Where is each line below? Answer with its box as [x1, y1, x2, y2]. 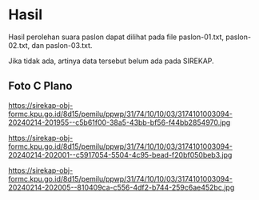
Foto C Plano [8, 79, 73, 93]
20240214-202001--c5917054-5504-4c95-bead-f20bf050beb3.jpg [8, 150, 233, 159]
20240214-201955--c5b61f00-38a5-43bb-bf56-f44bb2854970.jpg [8, 118, 231, 127]
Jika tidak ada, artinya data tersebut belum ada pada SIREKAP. [8, 56, 214, 66]
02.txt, [8, 40, 30, 50]
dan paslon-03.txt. [31, 40, 93, 50]
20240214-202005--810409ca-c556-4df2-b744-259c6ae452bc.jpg [8, 182, 235, 192]
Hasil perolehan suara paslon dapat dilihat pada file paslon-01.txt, [8, 32, 225, 42]
